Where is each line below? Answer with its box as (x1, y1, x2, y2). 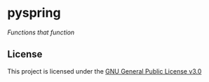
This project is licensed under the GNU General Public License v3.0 (7, 67, 202, 75)
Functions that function (7, 28, 75, 36)
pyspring (7, 5, 61, 21)
